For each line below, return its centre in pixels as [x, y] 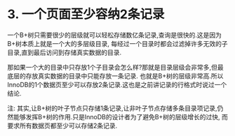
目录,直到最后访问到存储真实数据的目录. [65, 52]
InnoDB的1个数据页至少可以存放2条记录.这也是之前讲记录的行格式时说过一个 [117, 84]
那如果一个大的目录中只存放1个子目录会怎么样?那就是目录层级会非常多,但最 [115, 67]
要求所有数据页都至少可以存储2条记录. [62, 126]
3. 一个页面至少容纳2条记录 [86, 14]
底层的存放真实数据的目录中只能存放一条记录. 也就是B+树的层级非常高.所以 [115, 76]
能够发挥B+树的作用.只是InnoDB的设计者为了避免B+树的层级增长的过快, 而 [120, 116]
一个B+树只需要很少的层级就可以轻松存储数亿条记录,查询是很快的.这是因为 [115, 35]
